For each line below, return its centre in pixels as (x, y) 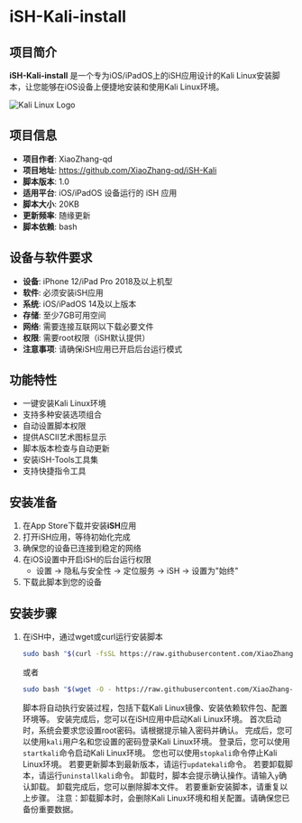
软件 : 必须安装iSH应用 (63, 292)
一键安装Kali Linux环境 (64, 403)
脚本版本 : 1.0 (46, 181)
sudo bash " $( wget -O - (67, 689)
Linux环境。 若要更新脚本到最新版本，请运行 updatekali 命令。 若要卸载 (154, 763)
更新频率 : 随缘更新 (56, 215)
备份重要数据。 (50, 809)
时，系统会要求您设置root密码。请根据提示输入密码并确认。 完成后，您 (154, 730)
